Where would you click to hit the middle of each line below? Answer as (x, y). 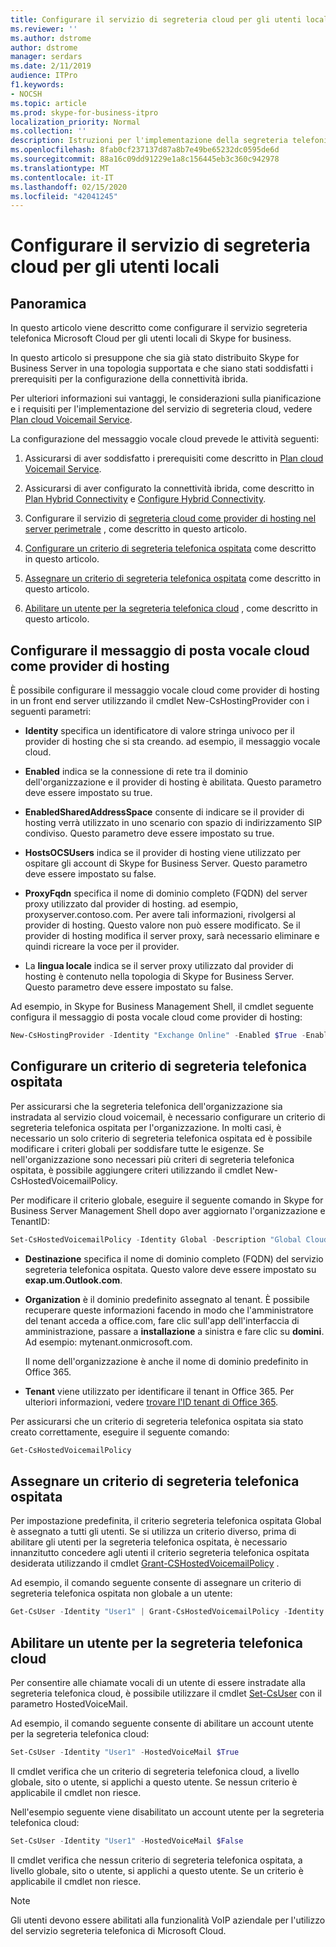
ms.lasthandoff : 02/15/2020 (69, 187)
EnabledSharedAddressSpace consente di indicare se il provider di (164, 812)
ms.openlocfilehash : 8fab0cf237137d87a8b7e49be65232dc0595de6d (145, 150)
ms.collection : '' (48, 131)
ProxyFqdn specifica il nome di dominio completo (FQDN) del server (166, 893)
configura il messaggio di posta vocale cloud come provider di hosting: (156, 1017)
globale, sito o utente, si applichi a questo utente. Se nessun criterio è (154, 1782)
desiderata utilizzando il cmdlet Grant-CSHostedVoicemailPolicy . (145, 1563)
